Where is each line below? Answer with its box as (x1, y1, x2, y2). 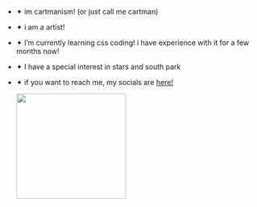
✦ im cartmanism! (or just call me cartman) (15, 7, 159, 16)
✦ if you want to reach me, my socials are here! (15, 78, 174, 87)
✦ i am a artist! (15, 22, 65, 31)
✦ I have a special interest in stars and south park (15, 62, 181, 71)
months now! (15, 47, 60, 55)
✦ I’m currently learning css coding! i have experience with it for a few (15, 38, 250, 47)
